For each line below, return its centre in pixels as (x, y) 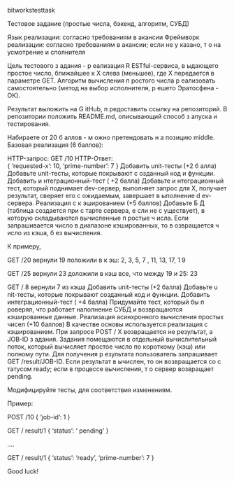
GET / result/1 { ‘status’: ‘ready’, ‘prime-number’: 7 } (81, 458)
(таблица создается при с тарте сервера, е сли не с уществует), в (106, 210)
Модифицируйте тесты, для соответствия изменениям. (90, 390)
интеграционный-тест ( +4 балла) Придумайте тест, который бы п (106, 302)
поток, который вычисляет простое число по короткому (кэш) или (107, 347)
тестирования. (29, 124)
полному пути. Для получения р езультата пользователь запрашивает (112, 354)
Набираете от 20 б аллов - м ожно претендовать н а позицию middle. (111, 137)
